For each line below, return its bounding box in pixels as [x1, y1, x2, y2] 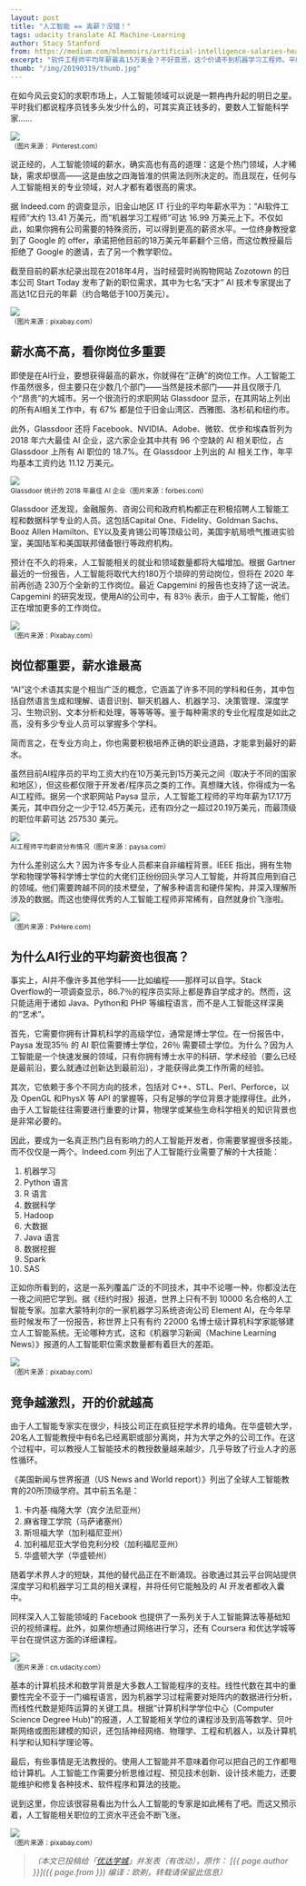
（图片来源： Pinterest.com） [10, 142, 103, 151]
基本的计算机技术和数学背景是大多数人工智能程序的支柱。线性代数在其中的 [10, 1680, 289, 1691]
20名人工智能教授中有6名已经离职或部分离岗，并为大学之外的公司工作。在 [10, 1432, 289, 1443]
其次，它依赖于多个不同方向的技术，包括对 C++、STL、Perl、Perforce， [10, 1082, 282, 1093]
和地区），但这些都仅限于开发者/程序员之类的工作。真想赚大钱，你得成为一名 [10, 779, 296, 790]
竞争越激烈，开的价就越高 [10, 1395, 153, 1410]
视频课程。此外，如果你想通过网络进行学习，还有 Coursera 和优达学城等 [25, 1623, 296, 1633]
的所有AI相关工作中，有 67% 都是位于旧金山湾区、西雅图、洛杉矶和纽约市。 [10, 403, 294, 414]
